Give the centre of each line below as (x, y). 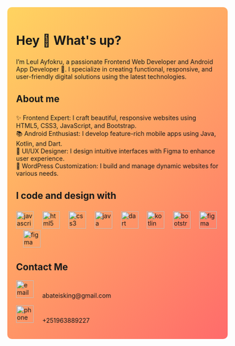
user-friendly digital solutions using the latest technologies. (101, 77)
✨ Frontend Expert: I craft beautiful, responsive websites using (106, 118)
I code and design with (66, 195)
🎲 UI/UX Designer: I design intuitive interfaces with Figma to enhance (116, 151)
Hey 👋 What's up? (69, 41)
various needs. (38, 174)
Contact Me (42, 267)
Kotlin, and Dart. (40, 144)
